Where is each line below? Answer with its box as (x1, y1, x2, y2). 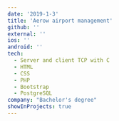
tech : (7, 51, 24, 58)
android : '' (7, 43, 43, 51)
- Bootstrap (14, 83, 50, 90)
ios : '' (7, 37, 31, 44)
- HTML (14, 63, 33, 70)
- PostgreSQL (14, 90, 53, 97)
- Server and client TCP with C (14, 57, 110, 64)
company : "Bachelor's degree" (7, 97, 98, 104)
